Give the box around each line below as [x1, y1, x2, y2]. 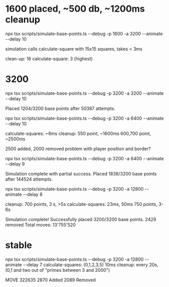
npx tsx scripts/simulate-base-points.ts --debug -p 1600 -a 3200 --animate [5, 30, 163, 37]
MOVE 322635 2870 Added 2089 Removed [5, 277, 96, 283]
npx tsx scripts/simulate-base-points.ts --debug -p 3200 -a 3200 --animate [5, 90, 164, 96]
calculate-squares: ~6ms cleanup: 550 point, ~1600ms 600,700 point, [5, 130, 151, 136]
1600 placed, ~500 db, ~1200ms [5, 3, 145, 15]
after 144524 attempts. [5, 176, 53, 182]
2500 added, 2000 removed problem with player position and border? [5, 146, 151, 152]
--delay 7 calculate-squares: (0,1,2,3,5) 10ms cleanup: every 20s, [23, 262, 158, 268]
